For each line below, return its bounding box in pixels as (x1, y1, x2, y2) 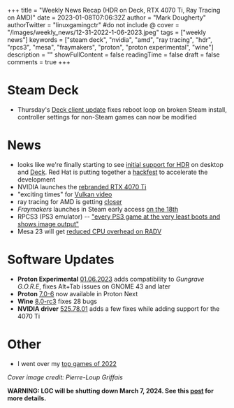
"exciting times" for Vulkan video (17, 190, 112, 198)
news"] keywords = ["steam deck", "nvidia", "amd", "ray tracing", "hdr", (7, 36, 213, 44)
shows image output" (17, 219, 79, 228)
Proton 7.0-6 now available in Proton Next (17, 289, 138, 298)
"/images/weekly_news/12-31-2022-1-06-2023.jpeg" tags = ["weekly (7, 28, 207, 36)
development (17, 175, 56, 184)
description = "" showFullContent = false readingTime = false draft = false (7, 50, 220, 59)
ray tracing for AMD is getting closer (17, 197, 122, 205)
